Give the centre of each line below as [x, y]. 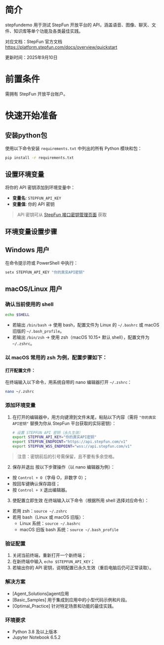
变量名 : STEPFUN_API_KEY [37, 198]
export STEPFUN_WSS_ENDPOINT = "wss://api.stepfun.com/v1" [72, 446]
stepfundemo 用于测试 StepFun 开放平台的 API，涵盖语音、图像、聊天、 [79, 25]
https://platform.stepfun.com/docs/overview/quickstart [61, 47]
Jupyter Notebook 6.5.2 [36, 637]
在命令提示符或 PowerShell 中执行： [41, 263]
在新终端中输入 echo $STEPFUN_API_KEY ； [54, 562]
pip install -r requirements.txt [40, 158]
